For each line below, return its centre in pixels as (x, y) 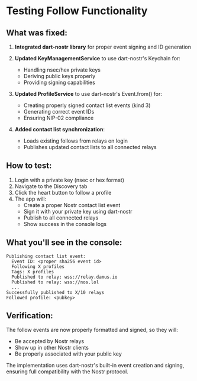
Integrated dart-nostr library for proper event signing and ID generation (103, 47)
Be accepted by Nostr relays (49, 341)
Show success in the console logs (65, 224)
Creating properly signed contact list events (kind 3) (87, 105)
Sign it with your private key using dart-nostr (78, 211)
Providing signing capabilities (59, 82)
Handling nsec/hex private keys (62, 70)
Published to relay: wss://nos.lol (55, 282)
